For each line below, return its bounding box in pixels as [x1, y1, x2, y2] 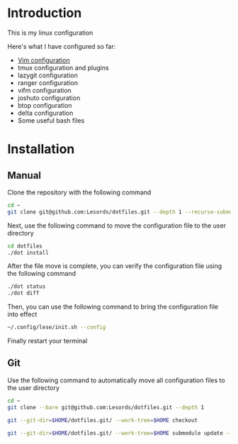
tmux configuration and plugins [17, 63, 109, 72]
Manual [7, 169, 41, 182]
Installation [7, 141, 75, 157]
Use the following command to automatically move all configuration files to [7, 376, 225, 384]
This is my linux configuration [7, 28, 93, 37]
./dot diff [7, 289, 40, 297]
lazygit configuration [17, 71, 78, 79]
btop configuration [17, 101, 72, 109]
